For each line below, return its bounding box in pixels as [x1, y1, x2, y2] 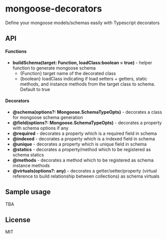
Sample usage [5, 188, 51, 196]
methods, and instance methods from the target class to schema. [20, 81, 155, 87]
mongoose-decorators [5, 3, 102, 15]
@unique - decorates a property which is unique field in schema [12, 141, 147, 147]
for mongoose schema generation [12, 114, 83, 120]
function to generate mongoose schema [12, 65, 96, 71]
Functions [5, 48, 27, 54]
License [5, 215, 31, 224]
